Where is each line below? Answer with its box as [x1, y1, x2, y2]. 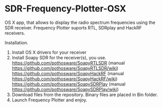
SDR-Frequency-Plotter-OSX [4, 3, 126, 14]
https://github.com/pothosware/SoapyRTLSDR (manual [11, 60, 125, 66]
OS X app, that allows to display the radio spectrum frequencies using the [4, 19, 156, 25]
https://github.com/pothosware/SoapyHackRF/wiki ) [11, 76, 118, 82]
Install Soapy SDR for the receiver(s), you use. [11, 54, 106, 60]
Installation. [4, 39, 28, 45]
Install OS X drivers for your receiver [11, 49, 86, 55]
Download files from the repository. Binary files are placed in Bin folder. [11, 92, 158, 98]
